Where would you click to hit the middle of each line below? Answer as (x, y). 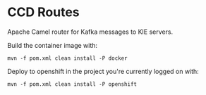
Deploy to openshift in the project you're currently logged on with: (103, 71)
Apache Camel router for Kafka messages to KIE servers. (90, 32)
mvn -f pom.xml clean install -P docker (68, 58)
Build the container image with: (52, 45)
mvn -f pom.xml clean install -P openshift (72, 84)
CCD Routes (43, 12)
